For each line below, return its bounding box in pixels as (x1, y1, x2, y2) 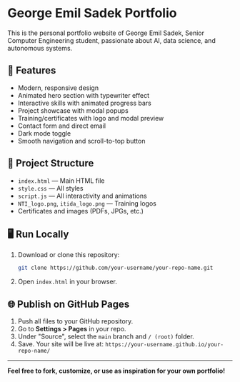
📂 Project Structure (7, 157, 94, 169)
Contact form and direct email (17, 121, 106, 130)
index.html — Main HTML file (17, 176, 105, 185)
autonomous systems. (7, 44, 73, 52)
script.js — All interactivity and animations (17, 191, 148, 200)
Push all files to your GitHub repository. (17, 317, 134, 326)
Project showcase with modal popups (17, 106, 129, 115)
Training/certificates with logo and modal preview (17, 114, 164, 122)
